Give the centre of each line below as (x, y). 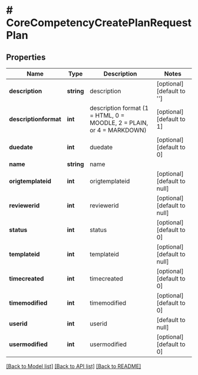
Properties (26, 57)
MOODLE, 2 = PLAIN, (119, 123)
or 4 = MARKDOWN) (118, 130)
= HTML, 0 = (107, 115)
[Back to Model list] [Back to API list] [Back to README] (74, 366)
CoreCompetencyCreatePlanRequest (99, 23)
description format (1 (119, 108)
